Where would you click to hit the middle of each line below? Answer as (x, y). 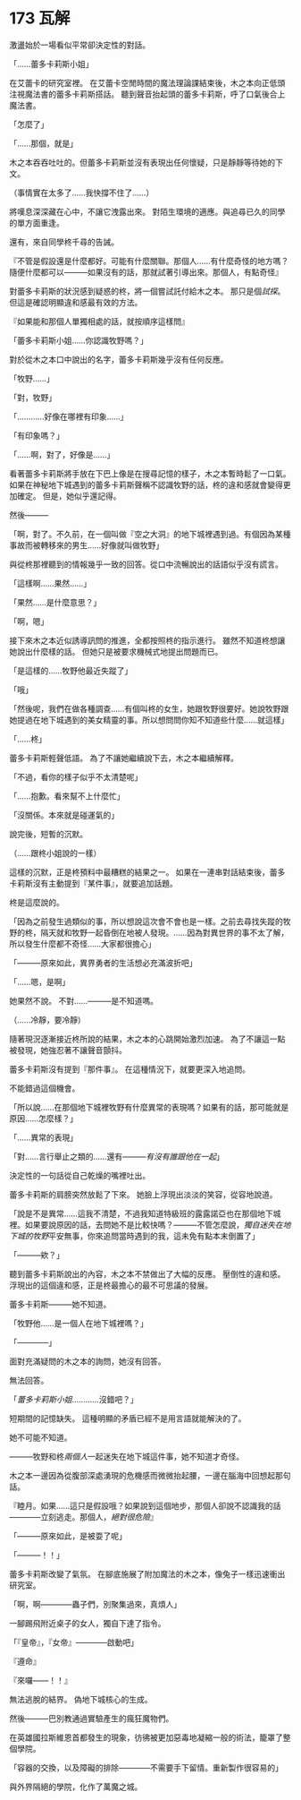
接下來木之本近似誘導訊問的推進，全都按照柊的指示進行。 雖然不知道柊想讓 (147, 640)
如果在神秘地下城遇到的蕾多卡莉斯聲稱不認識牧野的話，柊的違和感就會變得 (146, 484)
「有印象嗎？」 (37, 435)
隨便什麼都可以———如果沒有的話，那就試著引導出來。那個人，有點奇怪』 (146, 272)
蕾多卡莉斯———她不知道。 (60, 1304)
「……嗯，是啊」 (40, 981)
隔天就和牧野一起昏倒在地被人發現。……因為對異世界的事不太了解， (164, 932)
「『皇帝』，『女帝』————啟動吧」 (74, 1642)
